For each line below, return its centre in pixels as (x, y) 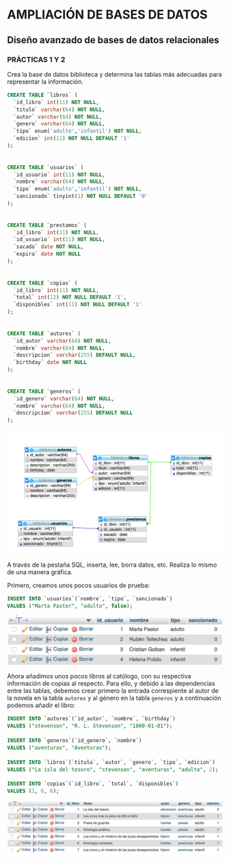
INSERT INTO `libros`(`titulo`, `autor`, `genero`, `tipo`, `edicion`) (111, 762)
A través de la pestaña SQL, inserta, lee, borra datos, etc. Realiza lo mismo (112, 565)
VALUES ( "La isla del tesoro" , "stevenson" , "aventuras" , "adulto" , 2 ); (113, 770)
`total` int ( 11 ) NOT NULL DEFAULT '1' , (70, 297)
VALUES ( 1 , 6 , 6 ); (33, 791)
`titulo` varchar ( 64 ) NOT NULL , (59, 110)
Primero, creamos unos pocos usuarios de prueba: (79, 585)
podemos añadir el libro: (41, 705)
